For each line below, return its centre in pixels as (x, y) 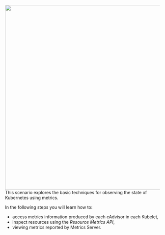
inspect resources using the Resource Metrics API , (63, 222)
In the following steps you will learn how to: (49, 207)
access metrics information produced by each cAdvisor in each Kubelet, (85, 217)
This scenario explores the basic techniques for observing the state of (76, 192)
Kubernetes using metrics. (32, 198)
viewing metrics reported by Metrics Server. (57, 227)
